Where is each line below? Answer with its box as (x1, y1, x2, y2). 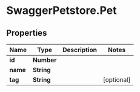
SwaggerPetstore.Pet (6, 4, 117, 18)
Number (32, 56, 57, 64)
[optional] (102, 76, 131, 84)
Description (62, 46, 97, 54)
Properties (6, 28, 47, 38)
